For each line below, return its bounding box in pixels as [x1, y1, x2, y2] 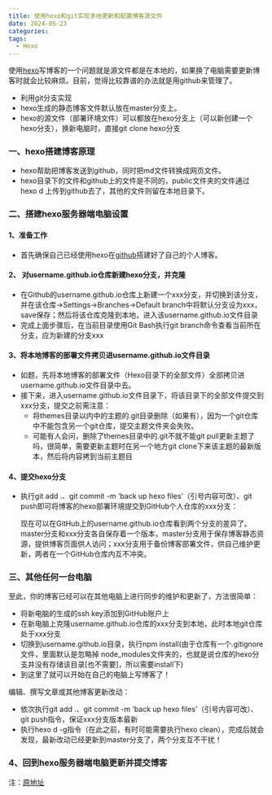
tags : [8, 34, 27, 43]
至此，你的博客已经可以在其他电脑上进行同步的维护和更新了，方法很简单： [8, 592, 258, 601]
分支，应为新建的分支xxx [20, 330, 104, 340]
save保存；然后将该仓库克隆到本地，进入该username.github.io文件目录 [20, 310, 259, 320]
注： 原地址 [8, 777, 45, 787]
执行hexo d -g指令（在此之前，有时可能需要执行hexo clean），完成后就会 [20, 725, 265, 735]
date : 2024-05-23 [8, 20, 68, 28]
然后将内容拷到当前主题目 [46, 451, 133, 461]
